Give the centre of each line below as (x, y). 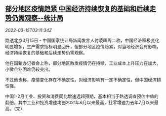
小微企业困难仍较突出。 (29, 69)
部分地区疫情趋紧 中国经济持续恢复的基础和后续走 (81, 9)
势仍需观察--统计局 (34, 18)
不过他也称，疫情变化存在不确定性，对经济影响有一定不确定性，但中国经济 (81, 80)
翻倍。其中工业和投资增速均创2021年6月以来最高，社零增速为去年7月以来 (80, 102)
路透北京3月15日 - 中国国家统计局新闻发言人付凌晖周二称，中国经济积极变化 (82, 40)
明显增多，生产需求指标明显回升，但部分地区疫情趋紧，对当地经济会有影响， (83, 46)
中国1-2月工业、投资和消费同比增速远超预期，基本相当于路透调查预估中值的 (82, 96)
